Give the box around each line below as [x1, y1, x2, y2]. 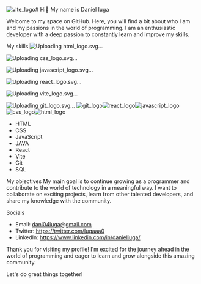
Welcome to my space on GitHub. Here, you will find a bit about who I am [6, 18, 191, 24]
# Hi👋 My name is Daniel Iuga [35, 6, 109, 13]
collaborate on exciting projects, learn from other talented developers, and [6, 190, 194, 198]
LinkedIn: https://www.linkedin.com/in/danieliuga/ [15, 234, 141, 241]
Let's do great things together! [6, 271, 83, 278]
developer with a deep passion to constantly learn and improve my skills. [6, 31, 190, 38]
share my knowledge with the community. [6, 197, 112, 204]
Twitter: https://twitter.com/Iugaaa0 [15, 227, 105, 234]
